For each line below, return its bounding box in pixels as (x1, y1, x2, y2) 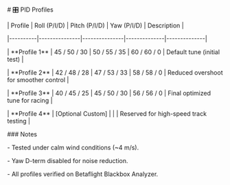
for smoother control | (7, 76, 69, 84)
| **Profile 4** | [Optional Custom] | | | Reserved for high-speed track (7, 110, 207, 118)
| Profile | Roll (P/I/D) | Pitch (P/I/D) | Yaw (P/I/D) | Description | (7, 21, 184, 29)
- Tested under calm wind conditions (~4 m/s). (7, 143, 139, 151)
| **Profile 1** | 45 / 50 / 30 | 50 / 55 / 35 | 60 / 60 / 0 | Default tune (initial (7, 48, 220, 56)
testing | (7, 117, 31, 125)
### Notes (7, 130, 38, 138)
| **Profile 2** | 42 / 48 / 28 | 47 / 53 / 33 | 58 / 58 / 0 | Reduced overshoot (7, 69, 223, 77)
